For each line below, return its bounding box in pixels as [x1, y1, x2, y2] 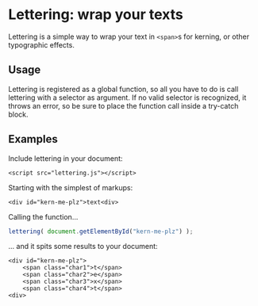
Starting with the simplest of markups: [8, 182, 133, 192]
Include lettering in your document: [8, 153, 123, 163]
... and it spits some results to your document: [8, 242, 158, 251]
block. [8, 109, 29, 119]
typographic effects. [8, 40, 75, 49]
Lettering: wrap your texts [8, 6, 184, 24]
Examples [8, 132, 58, 146]
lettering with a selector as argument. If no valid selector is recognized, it [8, 93, 247, 102]
